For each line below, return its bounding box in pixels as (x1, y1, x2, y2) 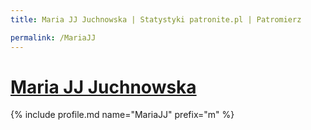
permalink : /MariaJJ (10, 32, 97, 43)
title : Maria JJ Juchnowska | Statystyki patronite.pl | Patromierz (10, 14, 302, 25)
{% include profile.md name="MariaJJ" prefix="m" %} (10, 109, 235, 121)
